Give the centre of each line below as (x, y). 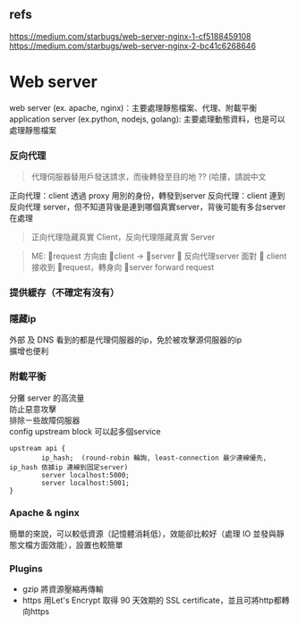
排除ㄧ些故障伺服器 (45, 420)
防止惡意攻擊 (33, 409)
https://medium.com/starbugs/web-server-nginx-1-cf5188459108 (130, 36)
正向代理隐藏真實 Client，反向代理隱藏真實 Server (123, 237)
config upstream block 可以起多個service (85, 431)
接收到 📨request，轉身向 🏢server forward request (123, 267)
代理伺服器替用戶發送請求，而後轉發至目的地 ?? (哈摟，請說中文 (149, 177)
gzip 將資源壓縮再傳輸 (63, 589)
